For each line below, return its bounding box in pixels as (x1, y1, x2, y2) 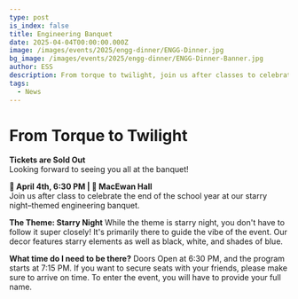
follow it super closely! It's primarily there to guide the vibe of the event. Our (9, 227, 288, 238)
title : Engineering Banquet (9, 29, 114, 38)
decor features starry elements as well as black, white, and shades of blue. (9, 236, 284, 247)
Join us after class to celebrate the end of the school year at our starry (9, 191, 268, 201)
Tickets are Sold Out (9, 154, 86, 165)
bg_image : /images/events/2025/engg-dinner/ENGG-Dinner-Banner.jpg (9, 54, 264, 63)
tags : (9, 79, 29, 88)
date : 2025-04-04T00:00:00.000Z (9, 37, 129, 47)
